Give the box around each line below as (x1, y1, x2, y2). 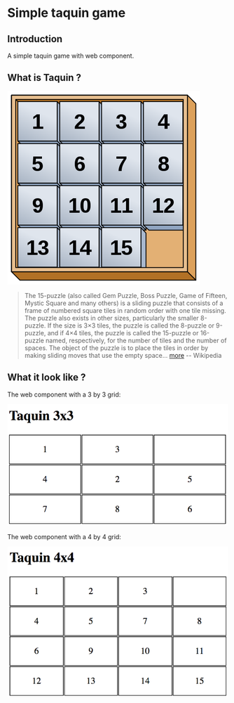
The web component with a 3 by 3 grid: (7, 390, 121, 399)
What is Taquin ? (7, 72, 82, 84)
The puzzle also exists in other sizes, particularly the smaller (24, 314, 200, 322)
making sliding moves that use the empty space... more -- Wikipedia (24, 351, 222, 359)
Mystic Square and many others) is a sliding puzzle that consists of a (24, 299, 223, 307)
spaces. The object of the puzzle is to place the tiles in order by (24, 343, 209, 352)
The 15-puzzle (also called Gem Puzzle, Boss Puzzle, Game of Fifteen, (24, 291, 228, 299)
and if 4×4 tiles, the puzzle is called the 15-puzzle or (47, 328, 199, 337)
